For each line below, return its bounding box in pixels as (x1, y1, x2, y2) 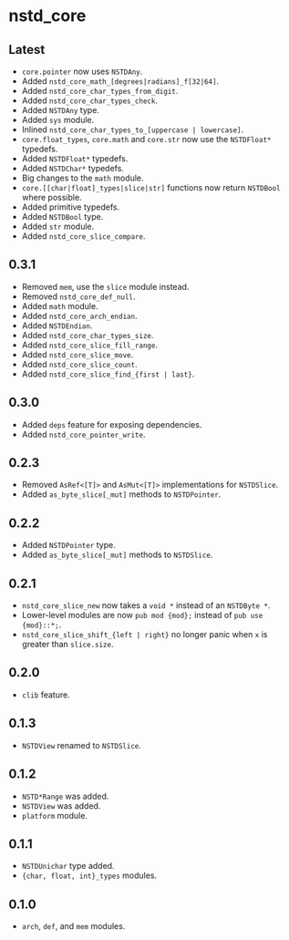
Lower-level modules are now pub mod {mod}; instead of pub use (21, 610, 263, 621)
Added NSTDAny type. (21, 105, 99, 115)
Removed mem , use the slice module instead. (21, 281, 190, 292)
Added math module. (21, 300, 98, 311)
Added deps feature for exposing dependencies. (21, 418, 202, 429)
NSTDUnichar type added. (21, 861, 115, 872)
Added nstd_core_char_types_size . (21, 329, 154, 340)
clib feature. (21, 689, 70, 700)
